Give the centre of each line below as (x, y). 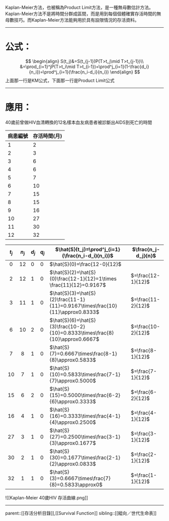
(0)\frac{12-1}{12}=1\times (83, 279)
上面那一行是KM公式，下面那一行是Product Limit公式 (60, 80)
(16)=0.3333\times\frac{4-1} (85, 416)
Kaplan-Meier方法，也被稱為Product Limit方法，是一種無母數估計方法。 (79, 7)
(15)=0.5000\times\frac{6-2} (85, 395)
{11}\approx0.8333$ (74, 312)
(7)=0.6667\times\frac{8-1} (83, 353)
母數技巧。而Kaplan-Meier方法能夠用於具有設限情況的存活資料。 (72, 20)
